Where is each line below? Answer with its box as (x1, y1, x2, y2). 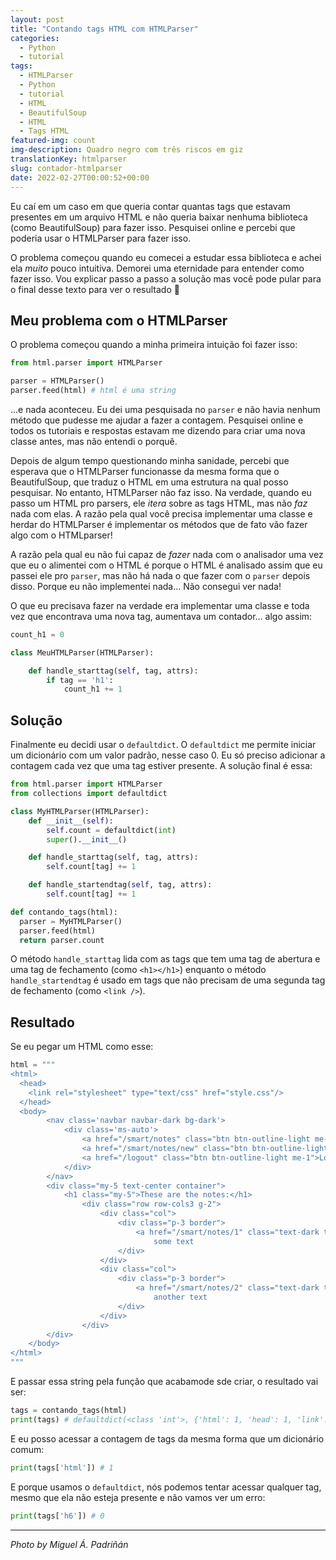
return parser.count (19, 935, 105, 945)
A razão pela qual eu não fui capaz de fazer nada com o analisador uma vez (10, 548, 324, 560)
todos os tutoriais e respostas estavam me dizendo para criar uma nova (10, 424, 306, 436)
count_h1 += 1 (63, 684, 123, 695)
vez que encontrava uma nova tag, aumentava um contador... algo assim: (10, 610, 313, 622)
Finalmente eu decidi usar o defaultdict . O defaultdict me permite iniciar (10, 739, 317, 751)
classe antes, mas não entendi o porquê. (10, 435, 178, 447)
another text (153, 1292, 208, 1303)
